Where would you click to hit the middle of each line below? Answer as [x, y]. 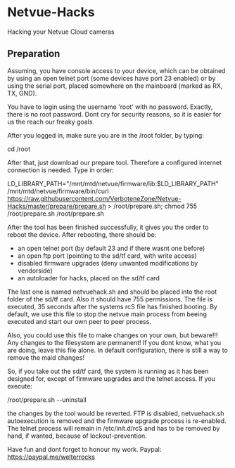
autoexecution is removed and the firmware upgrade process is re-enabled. [117, 421]
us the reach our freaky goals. [51, 122]
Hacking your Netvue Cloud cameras [61, 32]
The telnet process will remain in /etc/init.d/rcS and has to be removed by [114, 428]
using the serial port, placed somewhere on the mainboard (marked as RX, [115, 86]
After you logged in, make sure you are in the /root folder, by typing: [106, 135]
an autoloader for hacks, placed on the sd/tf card [89, 278]
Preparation [34, 54]
